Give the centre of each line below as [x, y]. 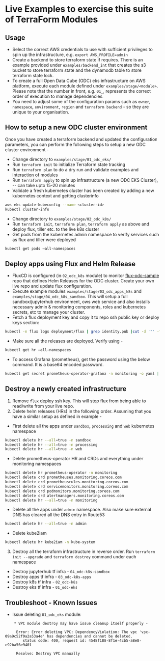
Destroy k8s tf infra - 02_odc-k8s [45, 582]
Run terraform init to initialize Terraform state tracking [69, 164]
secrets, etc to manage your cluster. [49, 312]
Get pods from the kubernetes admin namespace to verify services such [86, 234]
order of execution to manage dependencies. [58, 96]
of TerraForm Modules [52, 19]
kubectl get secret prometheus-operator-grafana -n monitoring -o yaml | [82, 374]
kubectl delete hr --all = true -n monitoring [51, 500]
